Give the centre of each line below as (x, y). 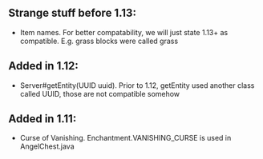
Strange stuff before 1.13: (72, 13)
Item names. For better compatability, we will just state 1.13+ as (124, 32)
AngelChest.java (47, 146)
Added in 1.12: (43, 66)
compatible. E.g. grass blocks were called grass (99, 41)
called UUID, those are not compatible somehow (100, 93)
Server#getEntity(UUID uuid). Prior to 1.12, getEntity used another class (137, 85)
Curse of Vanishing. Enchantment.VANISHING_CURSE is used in (125, 138)
